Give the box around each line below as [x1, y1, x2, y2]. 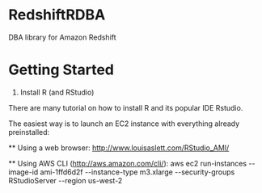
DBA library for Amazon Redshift [8, 32, 116, 42]
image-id [8, 167, 39, 177]
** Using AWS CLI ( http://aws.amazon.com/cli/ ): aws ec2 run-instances [8, 158, 247, 168]
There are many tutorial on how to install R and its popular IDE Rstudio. [8, 103, 243, 112]
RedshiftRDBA [8, 6, 106, 24]
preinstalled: [8, 127, 50, 136]
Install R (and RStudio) [19, 87, 95, 97]
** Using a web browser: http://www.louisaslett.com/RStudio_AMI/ [8, 143, 230, 153]
